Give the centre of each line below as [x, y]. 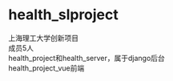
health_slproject [63, 15]
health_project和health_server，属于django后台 [87, 58]
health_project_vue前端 [46, 68]
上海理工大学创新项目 [43, 38]
